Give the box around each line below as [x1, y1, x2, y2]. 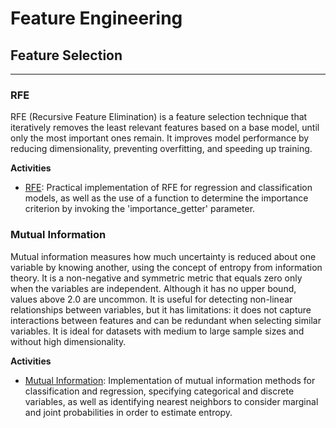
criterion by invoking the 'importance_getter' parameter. [24, 203, 256, 215]
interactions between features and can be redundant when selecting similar [10, 314, 322, 326]
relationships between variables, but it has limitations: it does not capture [10, 303, 312, 316]
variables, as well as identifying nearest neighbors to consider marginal [24, 395, 319, 407]
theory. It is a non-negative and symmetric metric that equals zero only [10, 272, 303, 284]
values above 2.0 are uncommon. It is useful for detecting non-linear [10, 293, 293, 305]
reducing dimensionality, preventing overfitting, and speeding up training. [10, 143, 313, 155]
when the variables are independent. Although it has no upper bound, [10, 282, 297, 294]
